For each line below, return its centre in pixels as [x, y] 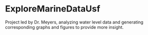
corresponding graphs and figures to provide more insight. [64, 27]
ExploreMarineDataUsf [53, 9]
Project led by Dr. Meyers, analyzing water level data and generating [74, 22]
